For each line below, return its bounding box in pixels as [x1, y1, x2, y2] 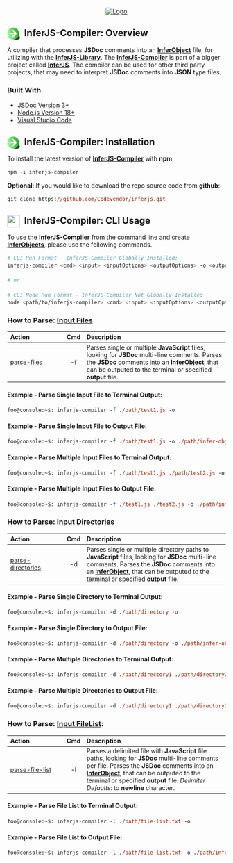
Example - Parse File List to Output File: [7, 833, 123, 841]
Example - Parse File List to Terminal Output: [7, 802, 139, 810]
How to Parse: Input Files [7, 315, 93, 325]
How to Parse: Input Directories [7, 517, 115, 527]
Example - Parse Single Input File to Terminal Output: [7, 391, 163, 399]
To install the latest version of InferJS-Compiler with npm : [7, 154, 175, 163]
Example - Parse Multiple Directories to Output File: [7, 686, 158, 694]
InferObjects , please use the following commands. [7, 240, 153, 249]
